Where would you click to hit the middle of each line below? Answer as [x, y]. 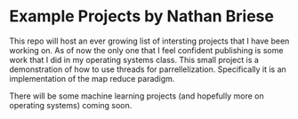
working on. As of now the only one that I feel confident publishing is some [146, 50]
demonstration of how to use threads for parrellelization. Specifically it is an [148, 69]
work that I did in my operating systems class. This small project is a [134, 59]
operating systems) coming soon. [71, 105]
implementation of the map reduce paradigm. [92, 78]
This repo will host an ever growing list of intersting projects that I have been [149, 41]
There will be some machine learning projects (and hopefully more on [137, 96]
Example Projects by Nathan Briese [141, 16]
